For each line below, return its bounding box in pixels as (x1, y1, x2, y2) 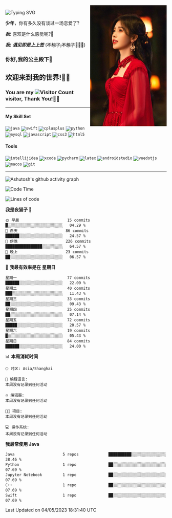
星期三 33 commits (5, 296, 91, 301)
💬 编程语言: (5, 377, 28, 382)
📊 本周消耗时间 (5, 353, 38, 360)
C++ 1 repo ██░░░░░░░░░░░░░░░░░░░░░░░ (5, 483, 166, 488)
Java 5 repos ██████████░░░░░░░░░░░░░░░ (5, 452, 166, 457)
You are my (5, 89, 34, 96)
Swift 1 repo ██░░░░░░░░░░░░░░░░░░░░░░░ (5, 493, 166, 498)
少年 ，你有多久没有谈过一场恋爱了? (5, 20, 80, 26)
